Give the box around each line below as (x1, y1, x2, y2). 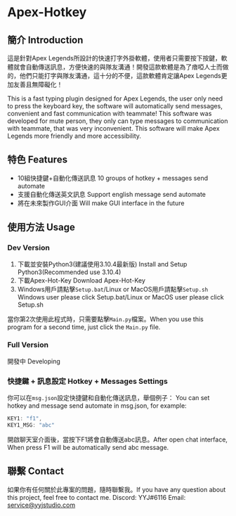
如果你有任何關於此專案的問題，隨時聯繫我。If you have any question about (7, 485, 226, 494)
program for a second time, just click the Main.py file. (7, 323, 161, 331)
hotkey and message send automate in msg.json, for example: (7, 401, 188, 410)
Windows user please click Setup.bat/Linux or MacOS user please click (17, 292, 224, 301)
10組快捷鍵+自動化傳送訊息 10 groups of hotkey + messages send (17, 174, 209, 182)
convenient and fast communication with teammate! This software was (7, 110, 212, 117)
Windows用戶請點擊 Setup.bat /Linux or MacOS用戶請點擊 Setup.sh (17, 285, 209, 293)
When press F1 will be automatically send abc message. (7, 443, 169, 451)
